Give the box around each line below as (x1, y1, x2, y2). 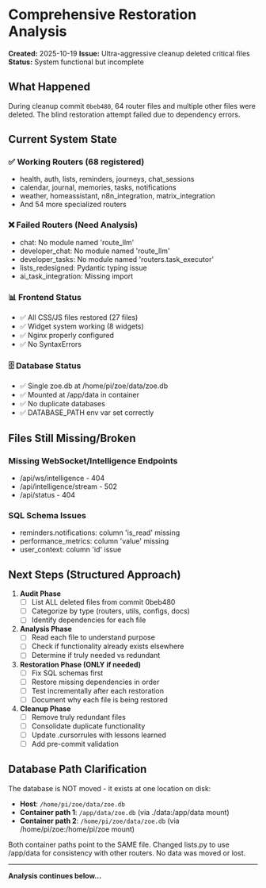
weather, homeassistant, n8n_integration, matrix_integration (19, 191, 215, 201)
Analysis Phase (19, 625, 73, 634)
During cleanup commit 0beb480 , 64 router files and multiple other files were (8, 101, 256, 110)
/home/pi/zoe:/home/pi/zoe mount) (19, 824, 135, 834)
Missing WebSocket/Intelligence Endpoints (8, 455, 178, 466)
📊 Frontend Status (8, 291, 82, 302)
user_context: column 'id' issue (19, 545, 122, 555)
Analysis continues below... (8, 871, 102, 880)
